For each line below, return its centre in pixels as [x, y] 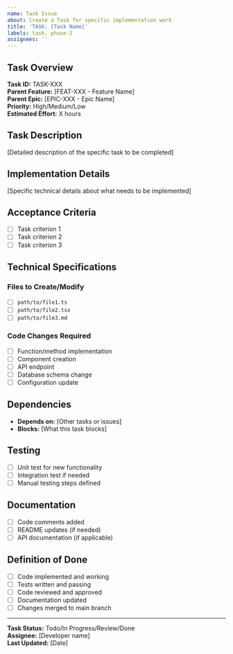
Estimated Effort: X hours [44, 113]
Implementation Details [59, 174]
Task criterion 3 [40, 245]
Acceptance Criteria [52, 212]
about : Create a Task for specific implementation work [89, 20]
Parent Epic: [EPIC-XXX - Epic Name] [61, 98]
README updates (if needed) [59, 530]
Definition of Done [48, 560]
